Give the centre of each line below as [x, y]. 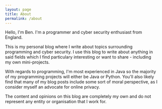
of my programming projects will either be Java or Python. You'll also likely [80, 77]
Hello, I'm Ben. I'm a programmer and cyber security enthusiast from [73, 32]
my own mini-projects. [27, 62]
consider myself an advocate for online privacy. [53, 87]
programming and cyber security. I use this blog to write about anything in [79, 52]
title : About [18, 14]
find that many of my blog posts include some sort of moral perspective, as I [81, 82]
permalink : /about [24, 18]
